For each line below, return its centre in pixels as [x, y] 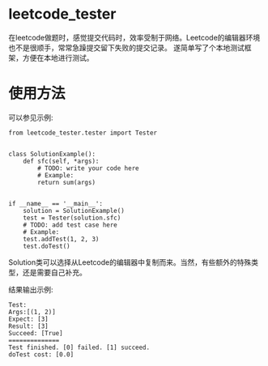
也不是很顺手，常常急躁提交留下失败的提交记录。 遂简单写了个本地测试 [126, 47]
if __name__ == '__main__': [56, 203]
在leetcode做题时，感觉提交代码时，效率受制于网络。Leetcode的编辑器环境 [134, 37]
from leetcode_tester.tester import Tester [83, 133]
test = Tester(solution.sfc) [72, 218]
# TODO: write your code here [88, 168]
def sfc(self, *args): [61, 161]
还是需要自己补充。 [54, 272]
